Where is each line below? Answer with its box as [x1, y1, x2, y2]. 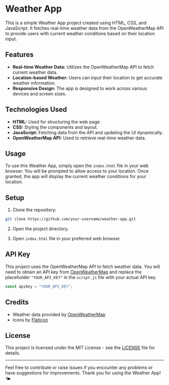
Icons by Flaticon [12, 316, 48, 323]
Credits [5, 298, 29, 307]
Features [5, 50, 34, 59]
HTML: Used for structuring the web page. [12, 119, 102, 125]
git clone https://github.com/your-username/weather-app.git [5, 216, 136, 222]
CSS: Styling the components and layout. [12, 124, 98, 130]
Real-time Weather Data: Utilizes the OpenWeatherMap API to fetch [12, 64, 154, 70]
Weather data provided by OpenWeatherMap [12, 311, 106, 317]
